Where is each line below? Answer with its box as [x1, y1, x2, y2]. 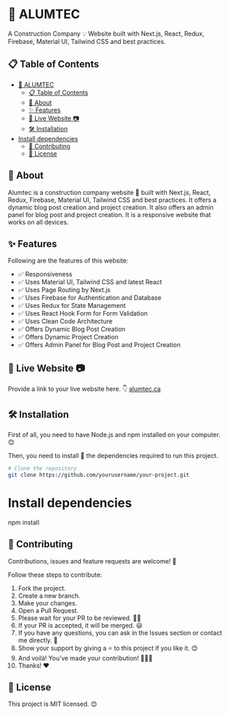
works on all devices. [8, 218, 69, 226]
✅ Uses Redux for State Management [17, 302, 126, 310]
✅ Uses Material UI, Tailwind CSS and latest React [17, 278, 163, 286]
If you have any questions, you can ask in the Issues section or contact [17, 628, 223, 637]
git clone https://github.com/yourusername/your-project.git [8, 471, 190, 478]
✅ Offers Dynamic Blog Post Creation [17, 325, 126, 334]
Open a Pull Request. [17, 606, 79, 614]
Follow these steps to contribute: [8, 570, 103, 579]
